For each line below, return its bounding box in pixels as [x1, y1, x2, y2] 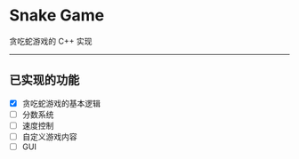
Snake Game [9, 5, 105, 26]
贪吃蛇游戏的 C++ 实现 [9, 36, 93, 46]
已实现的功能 [9, 73, 80, 88]
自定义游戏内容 [21, 131, 77, 142]
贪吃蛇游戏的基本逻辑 [21, 98, 101, 108]
